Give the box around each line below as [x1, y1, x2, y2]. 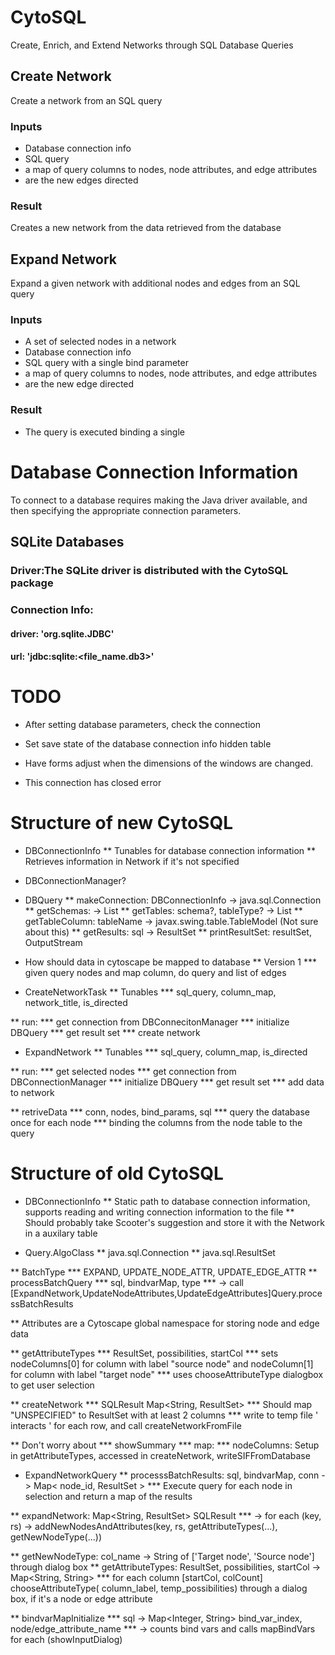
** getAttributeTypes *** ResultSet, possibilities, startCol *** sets [10, 1347, 279, 1359]
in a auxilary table [24, 1227, 98, 1239]
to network [10, 1086, 55, 1098]
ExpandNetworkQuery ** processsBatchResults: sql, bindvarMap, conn [24, 1469, 320, 1481]
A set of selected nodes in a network [24, 336, 177, 348]
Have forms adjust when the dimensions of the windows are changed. [24, 757, 314, 770]
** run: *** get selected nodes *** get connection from [10, 1065, 237, 1077]
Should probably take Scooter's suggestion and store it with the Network [24, 1216, 325, 1228]
